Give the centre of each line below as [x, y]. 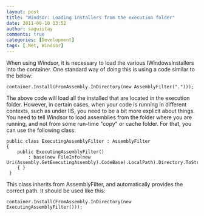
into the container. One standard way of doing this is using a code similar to [101, 69]
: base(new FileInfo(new [59, 157]
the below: [19, 76]
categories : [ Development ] [40, 40]
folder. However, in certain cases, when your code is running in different [97, 104]
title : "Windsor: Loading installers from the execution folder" [90, 18]
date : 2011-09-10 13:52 [36, 23]
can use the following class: [41, 130]
